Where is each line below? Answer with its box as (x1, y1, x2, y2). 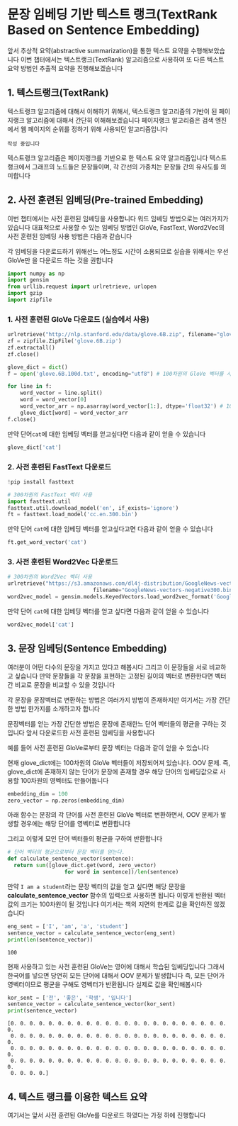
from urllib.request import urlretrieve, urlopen (7, 283, 157, 291)
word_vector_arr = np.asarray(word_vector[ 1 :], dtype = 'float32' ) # (20, 403, 223, 410)
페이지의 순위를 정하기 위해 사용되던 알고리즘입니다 (28, 125, 169, 133)
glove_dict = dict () (7, 363, 69, 371)
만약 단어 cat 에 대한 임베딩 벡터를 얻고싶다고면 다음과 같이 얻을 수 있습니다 (7, 525, 214, 533)
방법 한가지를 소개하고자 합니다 (14, 704, 101, 713)
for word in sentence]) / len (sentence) (64, 869, 179, 876)
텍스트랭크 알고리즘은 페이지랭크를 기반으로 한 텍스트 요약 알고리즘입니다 (7, 153, 208, 162)
